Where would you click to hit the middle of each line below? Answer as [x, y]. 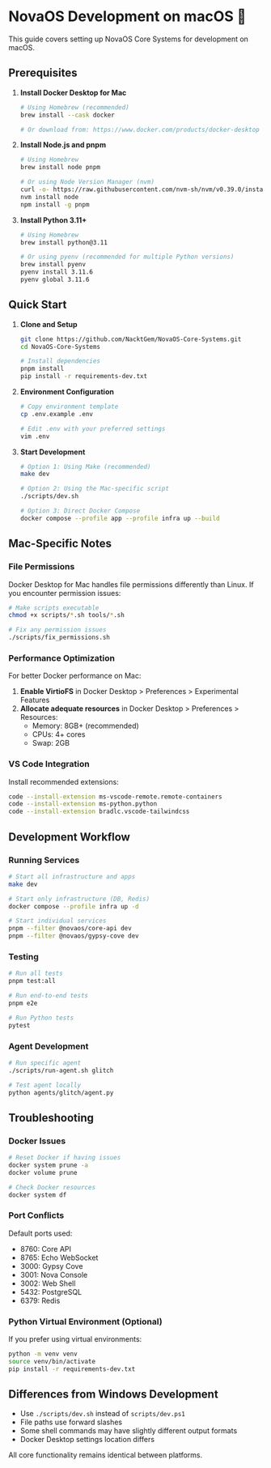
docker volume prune [43, 1172]
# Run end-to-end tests [49, 996]
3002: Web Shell [48, 1283]
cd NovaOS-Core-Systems [60, 347]
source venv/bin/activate [52, 1361]
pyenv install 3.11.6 [56, 272]
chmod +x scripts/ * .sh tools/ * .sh [67, 615]
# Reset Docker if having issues [65, 1158]
